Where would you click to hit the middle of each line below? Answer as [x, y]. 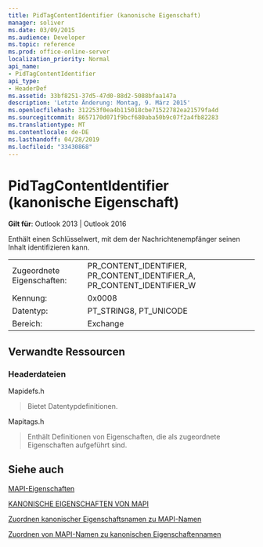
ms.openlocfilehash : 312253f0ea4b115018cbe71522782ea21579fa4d [113, 111]
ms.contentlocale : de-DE [49, 132]
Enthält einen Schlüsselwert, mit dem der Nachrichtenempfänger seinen [124, 239]
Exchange [106, 324]
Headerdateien [37, 374]
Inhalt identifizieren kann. [49, 247]
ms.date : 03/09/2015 [42, 30]
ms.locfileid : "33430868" [50, 147]
